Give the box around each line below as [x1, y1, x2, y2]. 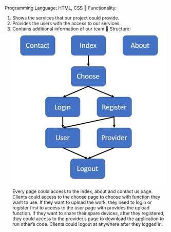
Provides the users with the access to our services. [12, 21, 121, 26]
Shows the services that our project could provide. [12, 15, 120, 21]
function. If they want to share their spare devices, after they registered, [12, 210, 165, 216]
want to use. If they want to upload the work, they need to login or [12, 199, 152, 205]
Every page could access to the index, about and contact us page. [12, 188, 153, 195]
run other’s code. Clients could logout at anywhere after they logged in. [12, 221, 163, 227]
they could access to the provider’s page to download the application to [12, 216, 164, 222]
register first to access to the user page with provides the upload [12, 204, 150, 210]
